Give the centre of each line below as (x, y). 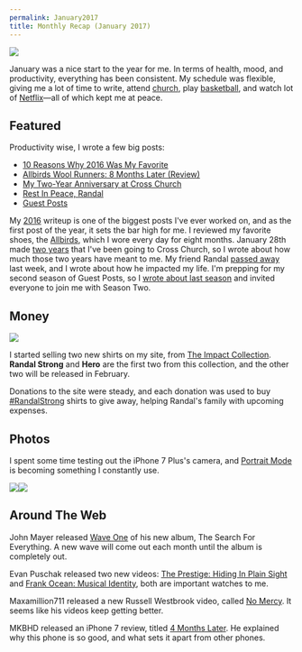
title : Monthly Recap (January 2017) (80, 26)
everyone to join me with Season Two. (80, 288)
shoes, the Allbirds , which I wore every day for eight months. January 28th (148, 240)
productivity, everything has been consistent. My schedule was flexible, (143, 78)
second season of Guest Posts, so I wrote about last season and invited (142, 278)
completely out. (38, 556)
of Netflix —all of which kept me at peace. (86, 97)
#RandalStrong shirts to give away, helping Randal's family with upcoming (146, 401)
